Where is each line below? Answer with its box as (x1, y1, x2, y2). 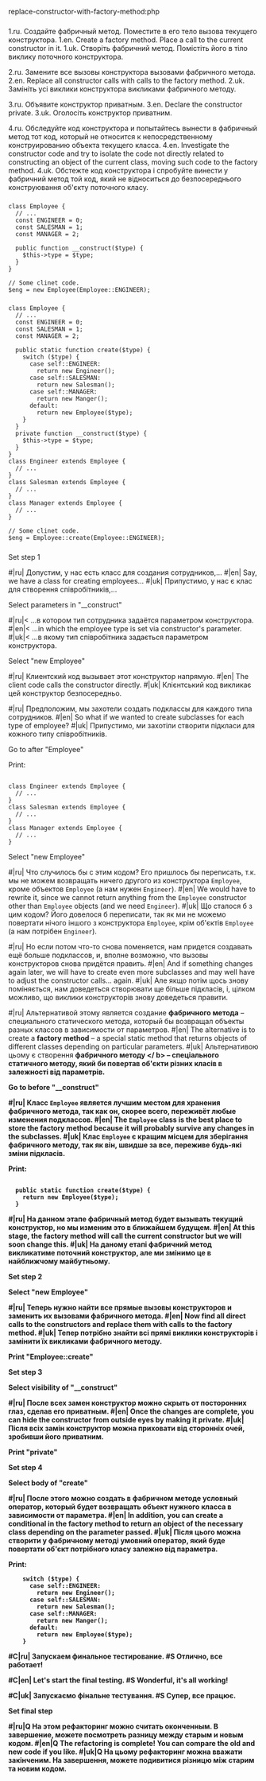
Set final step (8, 1705, 53, 1716)
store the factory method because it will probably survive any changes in (8, 1123, 255, 1132)
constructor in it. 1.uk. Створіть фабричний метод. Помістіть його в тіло (8, 43, 248, 52)
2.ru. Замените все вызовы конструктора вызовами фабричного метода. (8, 67, 256, 76)
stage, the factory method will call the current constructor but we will (8, 1231, 242, 1240)
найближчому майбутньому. (8, 1256, 111, 1266)
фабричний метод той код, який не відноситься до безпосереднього (8, 174, 242, 184)
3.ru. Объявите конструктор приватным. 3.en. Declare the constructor (8, 99, 243, 109)
